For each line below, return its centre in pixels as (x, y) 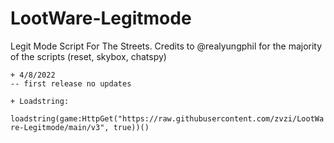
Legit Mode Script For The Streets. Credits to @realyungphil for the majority (166, 46)
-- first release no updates (71, 83)
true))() (131, 127)
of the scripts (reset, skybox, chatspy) (88, 56)
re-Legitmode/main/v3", (60, 127)
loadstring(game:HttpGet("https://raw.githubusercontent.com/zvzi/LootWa (167, 118)
